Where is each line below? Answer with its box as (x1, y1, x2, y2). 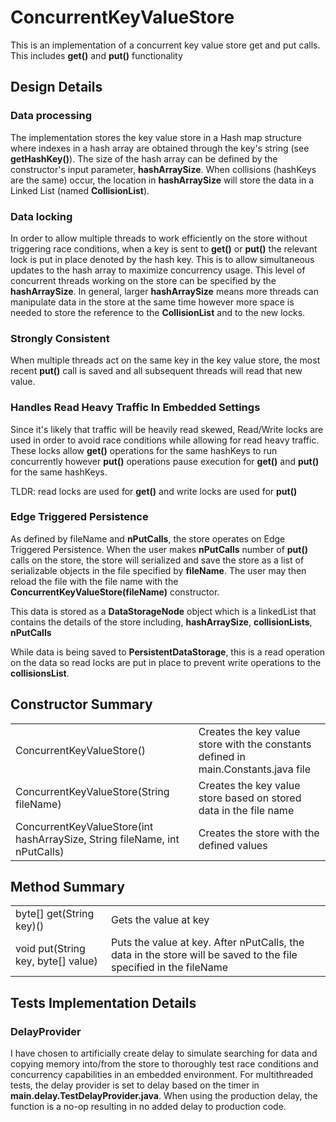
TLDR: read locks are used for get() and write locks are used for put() (10, 485, 298, 497)
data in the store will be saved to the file (111, 948, 298, 962)
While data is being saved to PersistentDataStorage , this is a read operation (10, 646, 326, 658)
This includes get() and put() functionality (10, 49, 183, 61)
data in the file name (198, 803, 295, 817)
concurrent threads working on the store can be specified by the (10, 274, 277, 286)
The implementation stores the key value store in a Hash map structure (10, 131, 303, 143)
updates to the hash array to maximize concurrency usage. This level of (10, 264, 306, 276)
